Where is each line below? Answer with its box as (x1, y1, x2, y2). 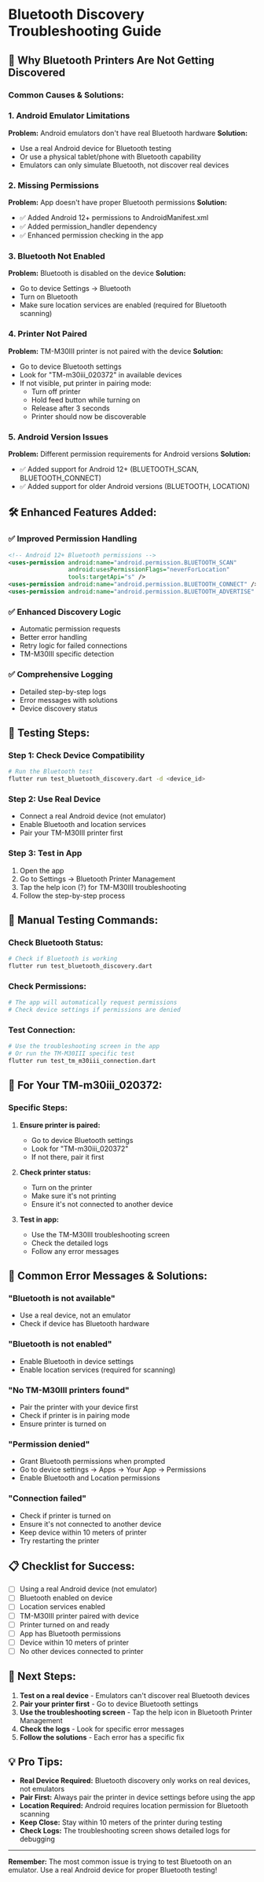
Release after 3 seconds (31, 403, 110, 413)
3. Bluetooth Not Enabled (8, 251, 106, 262)
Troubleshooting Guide (8, 22, 162, 40)
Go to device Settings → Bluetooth (19, 284, 131, 293)
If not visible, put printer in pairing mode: (19, 378, 152, 388)
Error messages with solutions (19, 695, 118, 704)
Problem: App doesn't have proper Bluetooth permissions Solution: (8, 198, 228, 208)
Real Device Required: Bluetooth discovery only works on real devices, (19, 1776, 251, 1785)
